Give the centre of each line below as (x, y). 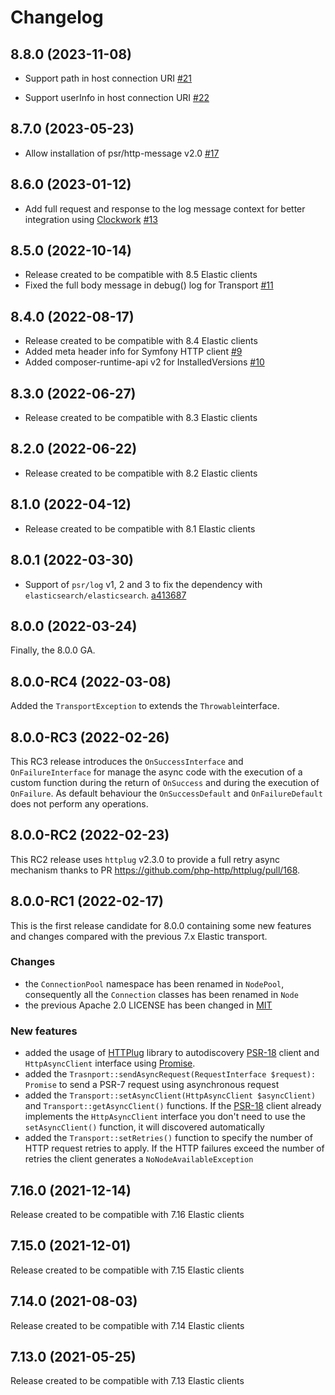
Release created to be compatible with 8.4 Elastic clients (141, 341)
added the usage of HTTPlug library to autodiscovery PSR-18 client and (172, 1053)
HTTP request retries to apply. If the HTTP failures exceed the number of (174, 1148)
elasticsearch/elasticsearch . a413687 (105, 595)
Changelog (57, 17)
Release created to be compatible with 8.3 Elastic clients (141, 418)
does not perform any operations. (79, 803)
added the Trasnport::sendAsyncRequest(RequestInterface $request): (170, 1074)
